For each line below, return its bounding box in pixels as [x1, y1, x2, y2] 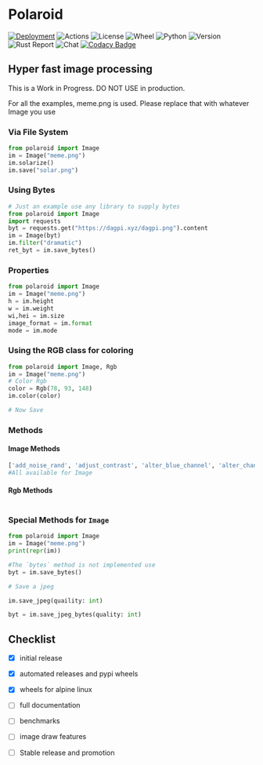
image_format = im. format [8, 319, 92, 327]
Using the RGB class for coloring [8, 345, 134, 356]
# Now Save [8, 406, 44, 414]
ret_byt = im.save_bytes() [8, 246, 96, 254]
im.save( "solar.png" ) [8, 166, 79, 174]
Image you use [8, 107, 56, 116]
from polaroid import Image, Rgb [8, 362, 117, 370]
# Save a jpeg [8, 582, 55, 590]
